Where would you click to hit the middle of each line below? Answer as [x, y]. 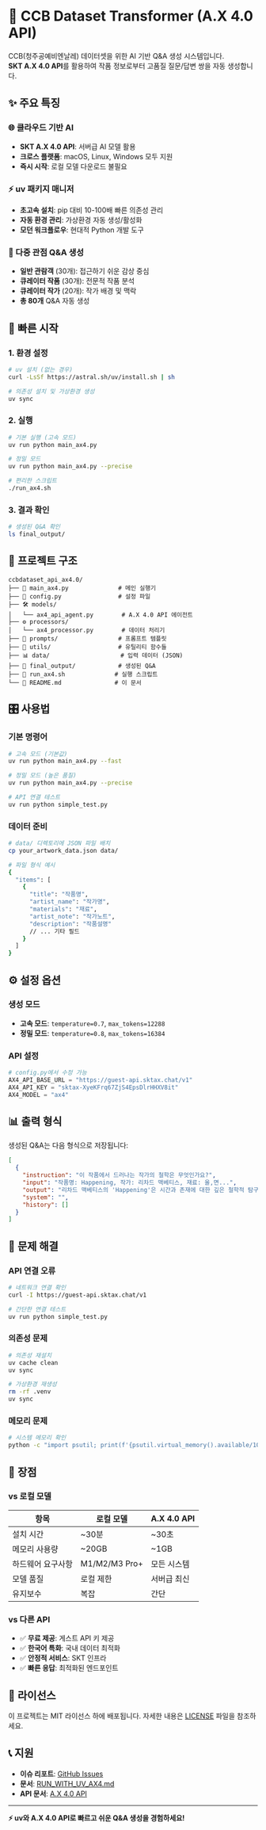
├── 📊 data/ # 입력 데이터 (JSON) [96, 655]
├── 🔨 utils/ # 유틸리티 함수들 [87, 647]
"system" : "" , [46, 1197]
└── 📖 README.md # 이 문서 [75, 682]
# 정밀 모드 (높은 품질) [42, 776]
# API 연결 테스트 [34, 797]
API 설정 [24, 1056]
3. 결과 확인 [29, 510]
